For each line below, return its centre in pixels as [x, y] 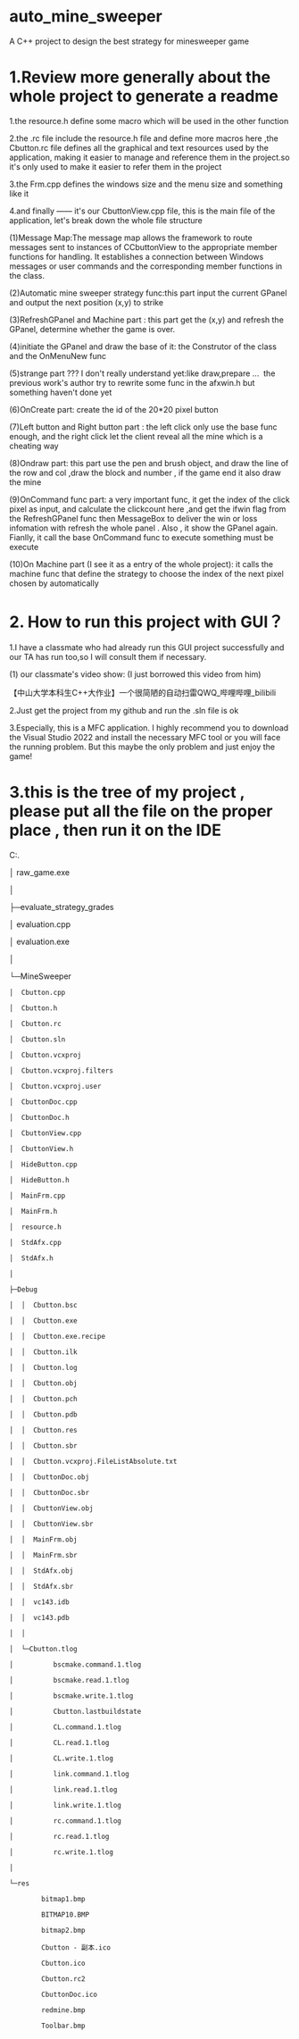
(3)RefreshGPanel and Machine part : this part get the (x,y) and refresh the [146, 320]
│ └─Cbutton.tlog [43, 1649]
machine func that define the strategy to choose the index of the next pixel [146, 573]
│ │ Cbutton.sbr [43, 1446]
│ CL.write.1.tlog [62, 1758]
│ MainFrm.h [33, 1211]
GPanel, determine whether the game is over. [92, 329]
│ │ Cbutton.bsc [43, 1305]
